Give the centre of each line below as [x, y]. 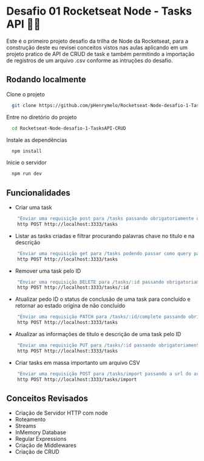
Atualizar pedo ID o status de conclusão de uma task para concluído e [103, 299]
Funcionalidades [39, 193]
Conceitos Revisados [47, 398]
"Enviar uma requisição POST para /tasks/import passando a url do [104, 374]
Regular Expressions [41, 439]
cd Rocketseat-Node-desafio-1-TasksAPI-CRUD [69, 128]
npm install [27, 151]
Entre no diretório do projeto [42, 117]
